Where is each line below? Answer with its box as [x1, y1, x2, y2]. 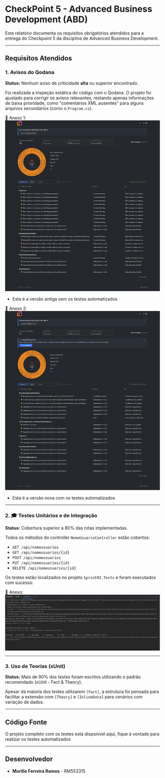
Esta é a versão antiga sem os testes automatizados [12, 296, 118, 302]
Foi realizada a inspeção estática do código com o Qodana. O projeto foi [5, 89, 151, 95]
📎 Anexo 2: [5, 306, 27, 311]
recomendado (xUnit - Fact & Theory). [5, 679, 82, 685]
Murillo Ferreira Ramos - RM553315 [12, 768, 86, 774]
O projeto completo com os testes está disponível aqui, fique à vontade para [5, 731, 160, 737]
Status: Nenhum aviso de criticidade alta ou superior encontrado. [5, 80, 138, 86]
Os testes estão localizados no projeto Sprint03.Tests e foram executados [5, 575, 156, 581]
